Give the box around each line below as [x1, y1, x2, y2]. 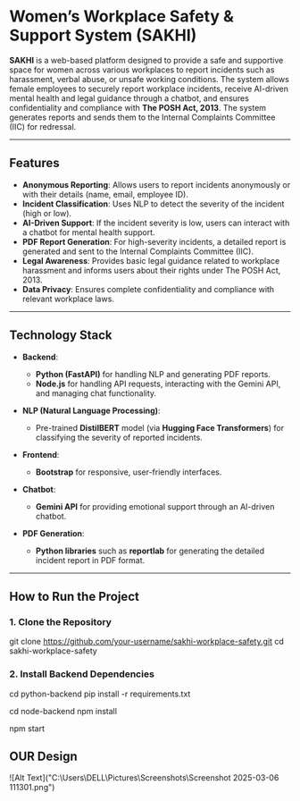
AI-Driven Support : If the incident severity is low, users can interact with [21, 217, 290, 228]
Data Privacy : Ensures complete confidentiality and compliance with [21, 283, 275, 294]
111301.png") [9, 782, 55, 793]
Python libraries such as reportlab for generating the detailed [35, 545, 265, 556]
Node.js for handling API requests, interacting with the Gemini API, [35, 378, 281, 389]
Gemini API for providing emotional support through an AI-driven [35, 501, 275, 511]
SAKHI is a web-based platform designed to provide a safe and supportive [9, 55, 284, 65]
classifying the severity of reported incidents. [35, 432, 203, 443]
